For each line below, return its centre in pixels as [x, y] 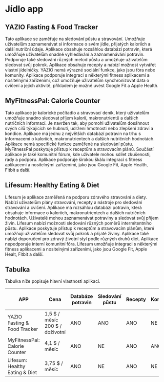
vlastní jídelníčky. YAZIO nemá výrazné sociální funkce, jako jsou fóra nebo [80, 70]
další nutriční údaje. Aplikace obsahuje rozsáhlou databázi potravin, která [79, 49]
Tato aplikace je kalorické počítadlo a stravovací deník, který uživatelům [77, 112]
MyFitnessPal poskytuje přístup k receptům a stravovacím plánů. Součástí [79, 149]
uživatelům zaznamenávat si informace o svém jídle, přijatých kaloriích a [78, 44]
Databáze [82, 296]
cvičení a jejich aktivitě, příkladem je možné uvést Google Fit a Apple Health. [82, 86]
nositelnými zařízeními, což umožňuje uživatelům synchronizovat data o [77, 80]
